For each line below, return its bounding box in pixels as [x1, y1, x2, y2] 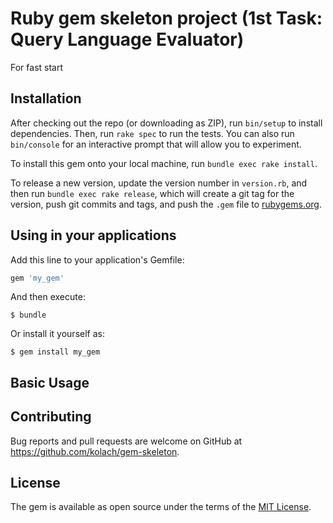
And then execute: [10, 291, 86, 303]
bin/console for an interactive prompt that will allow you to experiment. [10, 138, 302, 150]
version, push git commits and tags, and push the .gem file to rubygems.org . [10, 198, 323, 210]
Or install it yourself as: [10, 328, 105, 340]
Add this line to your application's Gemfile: [10, 253, 185, 266]
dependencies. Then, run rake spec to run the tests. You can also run [10, 127, 295, 139]
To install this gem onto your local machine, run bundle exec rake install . [10, 157, 318, 169]
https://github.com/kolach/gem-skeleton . [10, 445, 180, 457]
